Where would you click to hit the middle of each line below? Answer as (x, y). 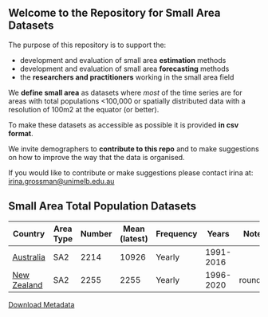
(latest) (134, 238)
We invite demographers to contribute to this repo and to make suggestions (134, 149)
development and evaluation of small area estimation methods (123, 60)
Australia (29, 256)
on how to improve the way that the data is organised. (97, 157)
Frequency (176, 233)
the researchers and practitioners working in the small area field (127, 77)
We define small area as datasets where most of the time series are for (126, 92)
